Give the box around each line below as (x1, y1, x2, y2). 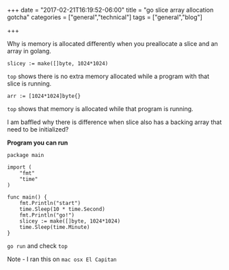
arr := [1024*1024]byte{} (7, 93, 81, 99)
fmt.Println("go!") (19, 212, 75, 219)
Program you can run (7, 138, 68, 147)
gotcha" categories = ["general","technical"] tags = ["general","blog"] (7, 13, 203, 21)
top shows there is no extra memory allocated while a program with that (7, 72, 210, 80)
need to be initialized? (7, 125, 69, 133)
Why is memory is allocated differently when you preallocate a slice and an (7, 40, 219, 47)
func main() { (7, 194, 48, 201)
